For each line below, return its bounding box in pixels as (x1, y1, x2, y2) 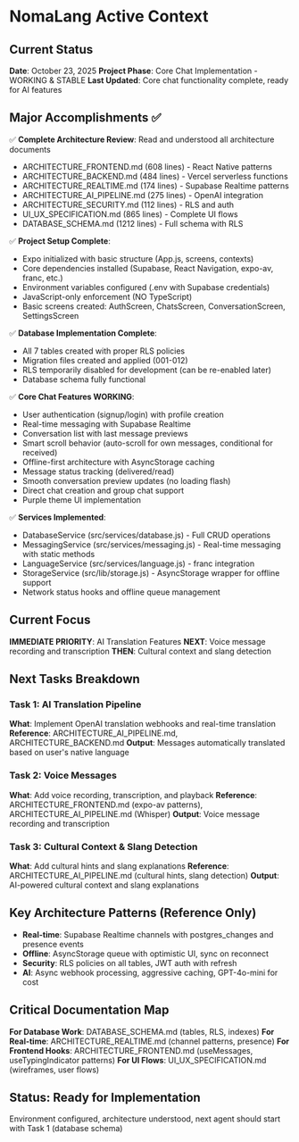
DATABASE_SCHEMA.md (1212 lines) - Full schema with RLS (21, 218, 244, 229)
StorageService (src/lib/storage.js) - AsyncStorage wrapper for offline (21, 567, 280, 578)
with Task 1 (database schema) (9, 1123, 123, 1134)
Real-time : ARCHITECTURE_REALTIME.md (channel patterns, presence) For (9, 1036, 290, 1046)
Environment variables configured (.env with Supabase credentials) (21, 281, 270, 292)
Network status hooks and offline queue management (21, 587, 220, 597)
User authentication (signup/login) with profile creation (21, 409, 225, 420)
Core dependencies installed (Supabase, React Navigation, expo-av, (21, 263, 274, 273)
